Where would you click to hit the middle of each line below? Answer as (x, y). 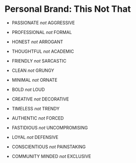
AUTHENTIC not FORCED (38, 118)
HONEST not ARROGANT (37, 42)
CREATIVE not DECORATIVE (40, 99)
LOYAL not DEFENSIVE (35, 137)
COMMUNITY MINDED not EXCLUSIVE (51, 156)
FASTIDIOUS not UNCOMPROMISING (50, 128)
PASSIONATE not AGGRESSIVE (43, 23)
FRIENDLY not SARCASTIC (39, 61)
